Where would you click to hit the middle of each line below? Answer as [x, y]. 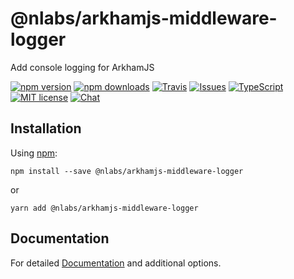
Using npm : [34, 153]
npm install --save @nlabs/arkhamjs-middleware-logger [127, 171]
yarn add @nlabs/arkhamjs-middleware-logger [104, 208]
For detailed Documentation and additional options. [116, 263]
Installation [46, 128]
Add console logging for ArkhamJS [82, 67]
